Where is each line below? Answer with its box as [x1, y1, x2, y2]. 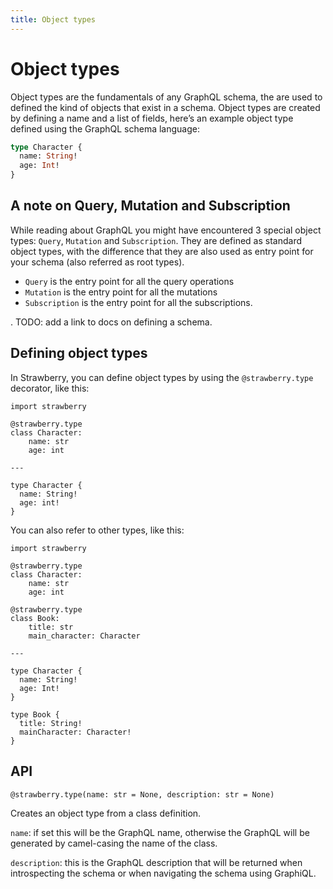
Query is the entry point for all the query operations [24, 275, 235, 287]
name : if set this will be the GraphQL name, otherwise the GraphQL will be [10, 826, 310, 838]
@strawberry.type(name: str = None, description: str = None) [10, 789, 275, 800]
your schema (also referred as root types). [10, 256, 185, 268]
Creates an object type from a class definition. [10, 807, 202, 819]
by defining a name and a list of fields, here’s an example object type [10, 112, 294, 124]
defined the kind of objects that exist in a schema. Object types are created [10, 101, 321, 113]
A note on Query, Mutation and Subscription [10, 197, 291, 215]
